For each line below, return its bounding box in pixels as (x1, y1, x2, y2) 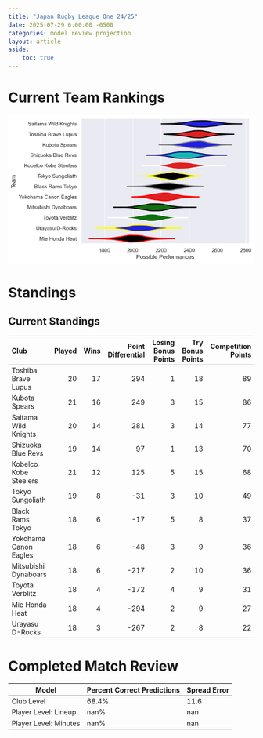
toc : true (22, 54, 55, 62)
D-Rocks (11, 627, 41, 637)
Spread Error (186, 685, 229, 694)
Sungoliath (11, 495, 47, 505)
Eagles (11, 550, 34, 560)
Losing (152, 337, 175, 347)
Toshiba (11, 365, 38, 376)
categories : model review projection (8, 29, 131, 37)
